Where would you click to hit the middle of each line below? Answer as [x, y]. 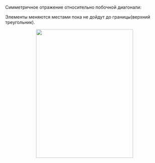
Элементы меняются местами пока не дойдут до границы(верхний [78, 17]
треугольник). [20, 22]
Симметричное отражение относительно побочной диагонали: [73, 7]
